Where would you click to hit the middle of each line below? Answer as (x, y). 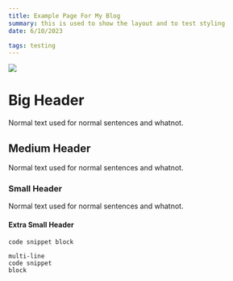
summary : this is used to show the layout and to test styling (117, 23)
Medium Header (50, 148)
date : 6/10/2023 (35, 31)
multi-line (27, 256)
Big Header (46, 101)
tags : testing (32, 45)
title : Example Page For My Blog (64, 16)
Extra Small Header (41, 224)
